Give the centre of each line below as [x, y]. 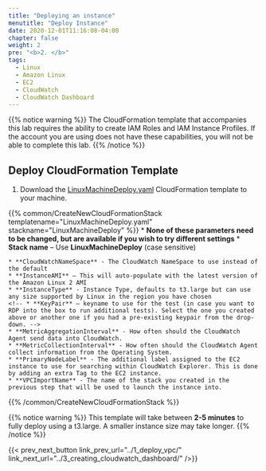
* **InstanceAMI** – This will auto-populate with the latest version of [133, 276]
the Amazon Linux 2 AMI [48, 283]
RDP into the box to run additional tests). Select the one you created [131, 311]
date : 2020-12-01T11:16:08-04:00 [64, 30]
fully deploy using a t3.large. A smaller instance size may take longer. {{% [129, 426]
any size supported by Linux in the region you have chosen [110, 297]
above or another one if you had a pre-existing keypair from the [121, 318]
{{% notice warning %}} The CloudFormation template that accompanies [127, 120]
